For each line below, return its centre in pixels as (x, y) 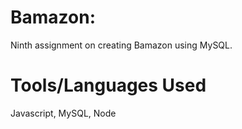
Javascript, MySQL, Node (63, 113)
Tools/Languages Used (108, 85)
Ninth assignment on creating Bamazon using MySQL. (121, 45)
